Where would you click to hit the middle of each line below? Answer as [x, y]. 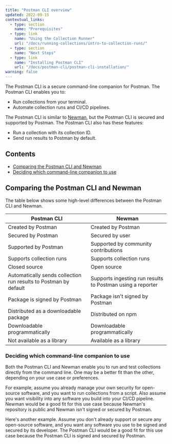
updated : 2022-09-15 [27, 15]
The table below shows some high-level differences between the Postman [84, 200]
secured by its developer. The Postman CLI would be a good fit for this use [84, 430]
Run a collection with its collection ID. [52, 133]
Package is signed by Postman [45, 299]
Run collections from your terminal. [50, 102]
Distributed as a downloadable [44, 311]
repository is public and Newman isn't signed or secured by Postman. [79, 409]
